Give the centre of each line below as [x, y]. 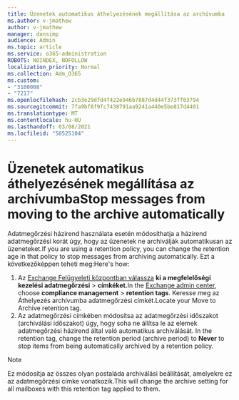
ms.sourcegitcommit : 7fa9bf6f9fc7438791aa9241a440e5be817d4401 [103, 107]
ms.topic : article [35, 47]
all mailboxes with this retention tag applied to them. [84, 389]
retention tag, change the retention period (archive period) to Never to [121, 339]
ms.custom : [24, 80]
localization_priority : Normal [54, 67]
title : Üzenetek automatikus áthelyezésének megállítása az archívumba [116, 14]
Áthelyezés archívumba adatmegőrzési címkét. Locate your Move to [117, 301]
